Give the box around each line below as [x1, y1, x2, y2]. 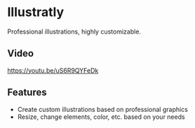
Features [7, 87, 47, 99]
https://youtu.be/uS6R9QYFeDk [7, 66, 99, 74]
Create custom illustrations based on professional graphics [17, 105, 188, 113]
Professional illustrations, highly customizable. [7, 27, 142, 36]
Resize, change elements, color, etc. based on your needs [17, 113, 185, 121]
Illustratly [7, 4, 65, 20]
